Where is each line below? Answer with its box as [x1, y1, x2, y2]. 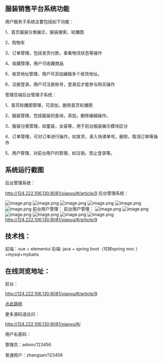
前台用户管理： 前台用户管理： [32, 206, 94, 212]
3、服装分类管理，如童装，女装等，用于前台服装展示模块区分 [5, 123, 128, 129]
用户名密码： [5, 331, 31, 337]
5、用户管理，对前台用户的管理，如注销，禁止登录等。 [5, 150, 115, 156]
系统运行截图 [5, 166, 44, 174]
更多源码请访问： [5, 311, 40, 317]
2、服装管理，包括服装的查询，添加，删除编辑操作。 [5, 112, 111, 118]
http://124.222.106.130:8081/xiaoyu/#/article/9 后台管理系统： [5, 190, 129, 196]
